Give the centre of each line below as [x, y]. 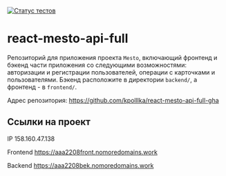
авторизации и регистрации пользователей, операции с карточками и [111, 72]
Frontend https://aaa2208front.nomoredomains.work [82, 152]
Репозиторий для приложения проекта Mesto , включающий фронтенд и [112, 57]
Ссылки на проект [49, 122]
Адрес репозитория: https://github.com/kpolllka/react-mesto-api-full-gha [113, 100]
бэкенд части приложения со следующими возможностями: [97, 65]
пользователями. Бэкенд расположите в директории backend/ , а [102, 79]
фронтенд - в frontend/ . [42, 87]
